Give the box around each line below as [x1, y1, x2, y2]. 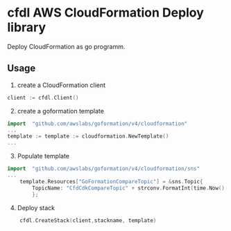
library [7, 19, 46, 35]
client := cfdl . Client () [7, 94, 79, 101]
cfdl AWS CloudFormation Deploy [7, 5, 205, 21]
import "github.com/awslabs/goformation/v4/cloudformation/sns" [7, 165, 200, 172]
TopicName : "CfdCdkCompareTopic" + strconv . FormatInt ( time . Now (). [32, 185, 228, 192]
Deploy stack [17, 203, 55, 212]
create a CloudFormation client [17, 81, 106, 89]
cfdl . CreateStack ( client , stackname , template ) [19, 216, 157, 224]
